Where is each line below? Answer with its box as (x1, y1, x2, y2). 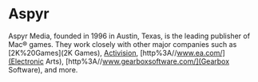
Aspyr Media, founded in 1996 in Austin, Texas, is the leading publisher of (8, 31, 250, 41)
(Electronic (8, 57, 44, 66)
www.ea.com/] (177, 48, 225, 57)
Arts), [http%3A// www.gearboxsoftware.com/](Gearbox (45, 57, 230, 66)
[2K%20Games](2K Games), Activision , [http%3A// (8, 48, 177, 57)
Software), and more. (8, 64, 78, 74)
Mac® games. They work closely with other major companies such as (8, 39, 237, 49)
